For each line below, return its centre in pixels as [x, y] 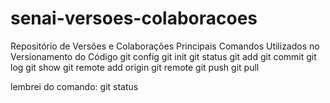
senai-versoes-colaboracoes [134, 18]
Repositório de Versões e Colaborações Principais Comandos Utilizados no [165, 46]
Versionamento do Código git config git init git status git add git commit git [163, 56]
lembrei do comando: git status [74, 86]
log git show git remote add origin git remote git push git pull [135, 67]
